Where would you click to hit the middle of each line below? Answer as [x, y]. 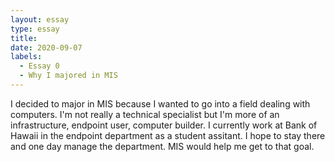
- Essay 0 [39, 66]
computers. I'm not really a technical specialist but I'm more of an [145, 114]
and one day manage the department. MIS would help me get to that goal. [162, 146]
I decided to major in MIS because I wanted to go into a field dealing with [160, 103]
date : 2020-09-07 [46, 47]
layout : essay [40, 19]
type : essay [35, 29]
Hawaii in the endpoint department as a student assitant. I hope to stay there [168, 135]
